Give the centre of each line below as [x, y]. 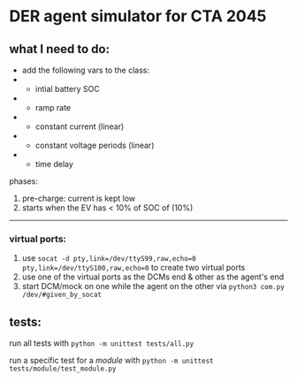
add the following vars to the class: [86, 70]
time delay [54, 164]
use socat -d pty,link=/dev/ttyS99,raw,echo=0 [109, 258]
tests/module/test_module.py [63, 369]
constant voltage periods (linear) [95, 145]
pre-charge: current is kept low [78, 198]
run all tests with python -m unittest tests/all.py [102, 343]
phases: [23, 181]
